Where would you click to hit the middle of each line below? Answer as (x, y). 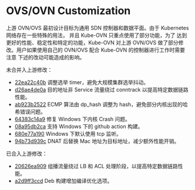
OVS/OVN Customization (68, 11)
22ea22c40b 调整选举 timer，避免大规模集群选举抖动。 (82, 82)
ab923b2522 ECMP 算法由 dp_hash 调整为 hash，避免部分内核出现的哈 (101, 104)
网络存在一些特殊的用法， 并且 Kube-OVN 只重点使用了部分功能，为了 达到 (97, 35)
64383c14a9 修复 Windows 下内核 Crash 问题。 (73, 119)
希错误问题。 (30, 111)
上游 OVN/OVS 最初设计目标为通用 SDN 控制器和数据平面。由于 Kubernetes (97, 28)
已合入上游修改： (27, 154)
